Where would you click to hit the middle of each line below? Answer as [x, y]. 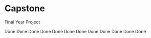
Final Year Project [22, 22]
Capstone [25, 9]
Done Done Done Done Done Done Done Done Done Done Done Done [75, 31]
